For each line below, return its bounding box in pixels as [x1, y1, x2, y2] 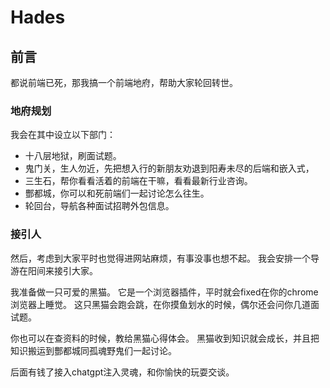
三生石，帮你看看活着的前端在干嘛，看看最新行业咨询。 [24, 175, 253, 187]
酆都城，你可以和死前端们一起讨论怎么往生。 [24, 187, 210, 200]
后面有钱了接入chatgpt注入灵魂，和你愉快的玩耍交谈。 [10, 366, 235, 378]
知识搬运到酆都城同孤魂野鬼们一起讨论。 [10, 344, 177, 356]
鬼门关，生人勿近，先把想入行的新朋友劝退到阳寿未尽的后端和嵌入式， [24, 162, 315, 175]
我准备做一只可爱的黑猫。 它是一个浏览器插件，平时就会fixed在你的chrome [10, 286, 319, 298]
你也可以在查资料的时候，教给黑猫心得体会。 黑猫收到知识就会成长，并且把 [10, 332, 320, 344]
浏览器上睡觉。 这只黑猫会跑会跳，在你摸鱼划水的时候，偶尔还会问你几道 [10, 298, 311, 310]
